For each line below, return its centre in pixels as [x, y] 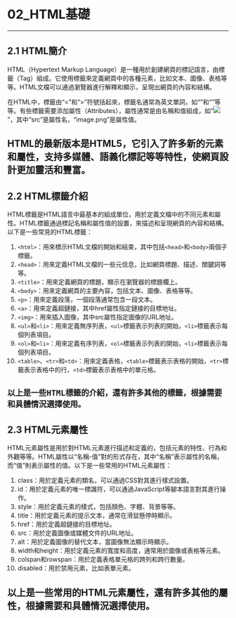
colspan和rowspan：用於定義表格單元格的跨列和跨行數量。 [103, 560]
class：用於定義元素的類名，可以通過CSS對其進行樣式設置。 [105, 480]
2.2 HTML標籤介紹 [48, 196]
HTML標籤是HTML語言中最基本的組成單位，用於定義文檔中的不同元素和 [111, 214]
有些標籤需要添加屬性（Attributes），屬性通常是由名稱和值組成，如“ [117, 110]
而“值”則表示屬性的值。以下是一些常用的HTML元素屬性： [90, 466]
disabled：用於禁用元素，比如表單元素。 [76, 568]
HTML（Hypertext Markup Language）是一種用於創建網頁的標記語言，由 [113, 69]
